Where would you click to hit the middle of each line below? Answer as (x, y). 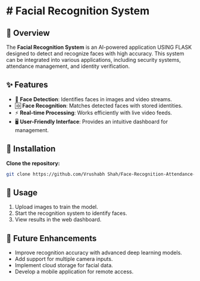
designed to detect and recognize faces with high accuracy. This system (95, 54)
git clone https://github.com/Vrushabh (56, 174)
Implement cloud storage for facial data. (64, 266)
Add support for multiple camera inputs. (64, 259)
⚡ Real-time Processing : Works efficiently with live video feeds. (93, 113)
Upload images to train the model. (56, 207)
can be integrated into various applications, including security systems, (93, 60)
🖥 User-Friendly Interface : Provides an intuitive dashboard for (91, 121)
